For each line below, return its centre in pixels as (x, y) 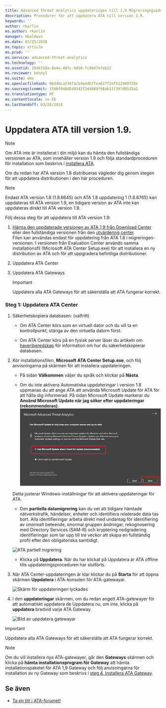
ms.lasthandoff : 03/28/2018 (34, 105)
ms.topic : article (24, 47)
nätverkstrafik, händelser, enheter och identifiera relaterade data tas (89, 514)
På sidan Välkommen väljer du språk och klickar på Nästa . (80, 375)
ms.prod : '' (17, 52)
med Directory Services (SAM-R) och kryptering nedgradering (83, 530)
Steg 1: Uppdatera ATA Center (41, 305)
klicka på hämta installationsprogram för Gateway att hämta (67, 663)
